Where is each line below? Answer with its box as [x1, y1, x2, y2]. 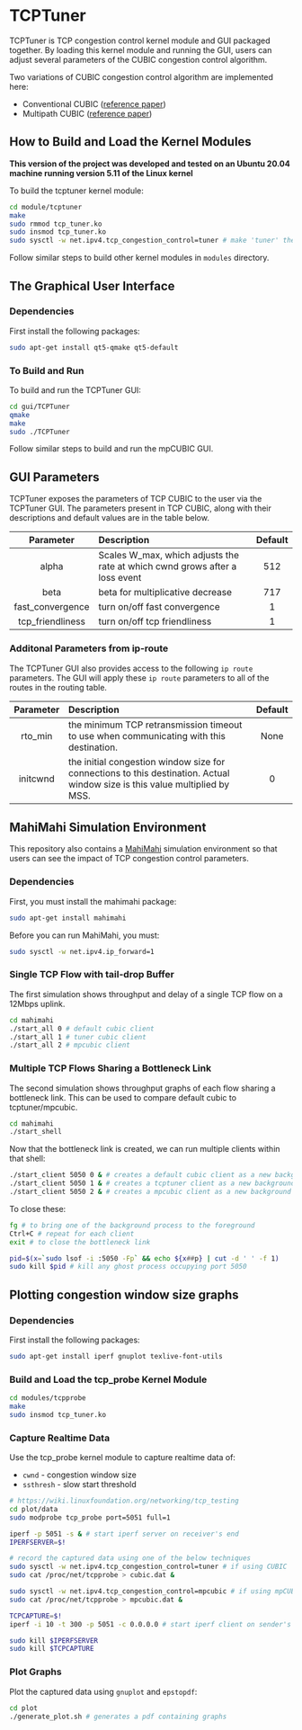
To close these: [9, 1203, 67, 1214]
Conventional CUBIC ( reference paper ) [22, 98, 166, 109]
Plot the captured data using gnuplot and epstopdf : [9, 1686, 198, 1697]
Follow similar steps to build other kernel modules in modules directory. [9, 253, 270, 263]
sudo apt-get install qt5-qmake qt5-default [9, 343, 179, 352]
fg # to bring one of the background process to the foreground [9, 1220, 255, 1230]
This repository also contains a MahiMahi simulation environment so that [9, 843, 278, 854]
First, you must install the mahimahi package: [9, 896, 177, 906]
